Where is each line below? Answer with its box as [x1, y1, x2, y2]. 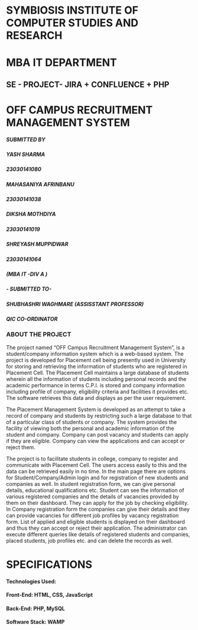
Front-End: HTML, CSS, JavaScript [6, 591, 93, 599]
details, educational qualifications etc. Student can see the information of [6, 486, 184, 494]
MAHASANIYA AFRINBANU [6, 180, 75, 187]
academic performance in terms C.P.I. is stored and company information [6, 381, 185, 389]
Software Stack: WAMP [6, 618, 65, 626]
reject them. [6, 443, 35, 451]
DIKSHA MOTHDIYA [6, 211, 56, 218]
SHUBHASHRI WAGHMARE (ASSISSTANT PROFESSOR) [6, 300, 144, 307]
